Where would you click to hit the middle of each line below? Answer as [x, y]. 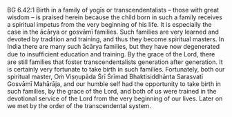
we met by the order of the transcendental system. [79, 106]
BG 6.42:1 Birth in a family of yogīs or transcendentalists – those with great [113, 10]
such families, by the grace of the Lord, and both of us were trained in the [112, 91]
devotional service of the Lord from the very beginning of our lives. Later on [115, 98]
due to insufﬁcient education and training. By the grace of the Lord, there [111, 54]
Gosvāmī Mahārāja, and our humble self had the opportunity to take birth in [114, 84]
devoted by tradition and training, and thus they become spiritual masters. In [116, 39]
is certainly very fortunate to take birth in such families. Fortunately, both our [116, 69]
